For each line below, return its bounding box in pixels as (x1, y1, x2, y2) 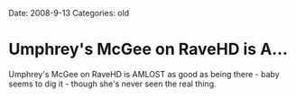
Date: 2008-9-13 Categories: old (8, 8, 130, 18)
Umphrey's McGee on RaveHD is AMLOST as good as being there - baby (8, 68, 281, 79)
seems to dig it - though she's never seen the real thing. (8, 78, 217, 89)
